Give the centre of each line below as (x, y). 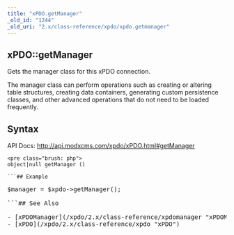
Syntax (23, 129)
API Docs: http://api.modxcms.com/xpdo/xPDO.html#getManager (101, 146)
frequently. (23, 107)
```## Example (28, 177)
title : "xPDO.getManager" (45, 14)
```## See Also (33, 203)
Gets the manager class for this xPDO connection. (79, 72)
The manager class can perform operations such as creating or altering (110, 85)
